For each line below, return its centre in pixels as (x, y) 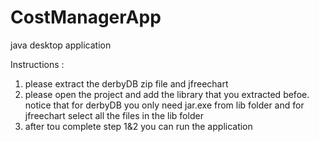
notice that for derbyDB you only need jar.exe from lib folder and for (164, 105)
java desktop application (61, 45)
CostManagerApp (86, 17)
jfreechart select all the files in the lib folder (114, 115)
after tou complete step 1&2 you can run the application (138, 126)
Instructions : (37, 64)
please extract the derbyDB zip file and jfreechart (126, 83)
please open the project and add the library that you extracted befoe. (167, 94)
